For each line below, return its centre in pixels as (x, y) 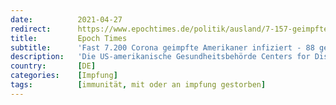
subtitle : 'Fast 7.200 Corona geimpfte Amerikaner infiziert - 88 (162, 47)
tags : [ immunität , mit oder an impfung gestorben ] (138, 85)
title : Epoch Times (69, 38)
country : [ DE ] (53, 66)
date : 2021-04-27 (66, 19)
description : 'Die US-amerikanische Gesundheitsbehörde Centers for (160, 57)
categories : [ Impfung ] (64, 76)
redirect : (31, 29)
